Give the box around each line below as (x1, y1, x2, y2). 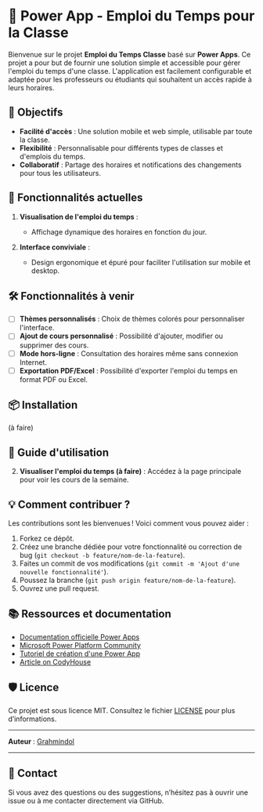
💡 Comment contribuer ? (8, 497, 131, 511)
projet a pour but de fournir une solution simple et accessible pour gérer (8, 58, 241, 67)
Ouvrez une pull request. (19, 584, 99, 593)
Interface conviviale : (19, 242, 90, 252)
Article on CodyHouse (19, 657, 92, 666)
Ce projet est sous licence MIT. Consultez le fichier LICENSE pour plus (8, 705, 236, 715)
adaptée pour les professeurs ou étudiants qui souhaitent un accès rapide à (8, 75, 252, 84)
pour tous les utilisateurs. (19, 168, 102, 177)
